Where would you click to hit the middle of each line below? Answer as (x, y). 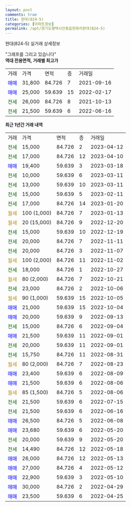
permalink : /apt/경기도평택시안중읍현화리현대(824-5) (55, 29)
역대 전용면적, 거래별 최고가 (32, 60)
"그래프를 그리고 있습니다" (31, 54)
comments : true (21, 15)
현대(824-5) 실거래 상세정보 (33, 44)
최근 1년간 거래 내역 (24, 125)
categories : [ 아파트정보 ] (30, 24)
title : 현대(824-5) (25, 19)
